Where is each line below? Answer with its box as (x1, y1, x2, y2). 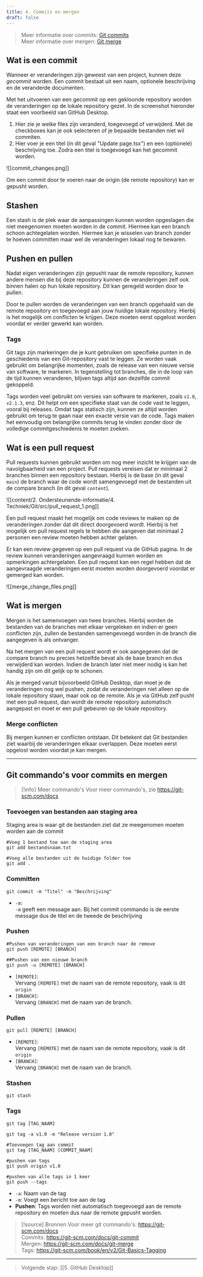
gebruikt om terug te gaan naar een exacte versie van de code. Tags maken (6, 412, 195, 419)
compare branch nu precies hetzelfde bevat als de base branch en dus (6, 654, 182, 661)
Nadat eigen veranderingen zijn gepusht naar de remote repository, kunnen (6, 269, 195, 277)
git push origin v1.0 (6, 1163, 61, 1169)
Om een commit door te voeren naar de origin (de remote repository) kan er (6, 177, 195, 184)
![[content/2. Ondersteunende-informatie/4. (6, 496, 115, 504)
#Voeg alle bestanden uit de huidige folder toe (6, 855, 131, 861)
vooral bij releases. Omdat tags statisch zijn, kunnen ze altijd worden (6, 406, 177, 413)
